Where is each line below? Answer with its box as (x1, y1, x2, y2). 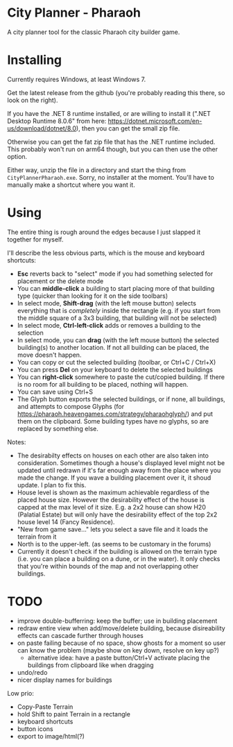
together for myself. (7, 235, 64, 244)
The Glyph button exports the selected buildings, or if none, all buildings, (17, 394, 225, 403)
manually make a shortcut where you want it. (7, 181, 135, 189)
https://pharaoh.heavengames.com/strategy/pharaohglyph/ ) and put (17, 410, 213, 418)
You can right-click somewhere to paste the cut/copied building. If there (17, 373, 225, 381)
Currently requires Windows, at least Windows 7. (7, 75, 146, 83)
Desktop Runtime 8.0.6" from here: (7, 117, 107, 125)
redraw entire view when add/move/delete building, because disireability (17, 623, 225, 632)
